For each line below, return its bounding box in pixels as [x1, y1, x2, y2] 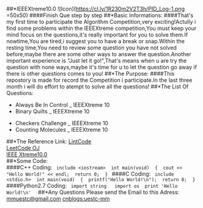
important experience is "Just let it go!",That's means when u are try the [6, 57, 187, 64]
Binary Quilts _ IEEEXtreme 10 [15, 108, 90, 115]
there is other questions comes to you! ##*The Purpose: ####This [6, 70, 175, 77]
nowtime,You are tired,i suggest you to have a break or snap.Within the [6, 38, 185, 45]
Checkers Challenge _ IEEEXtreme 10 [15, 120, 109, 127]
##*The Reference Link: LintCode [6, 138, 92, 145]
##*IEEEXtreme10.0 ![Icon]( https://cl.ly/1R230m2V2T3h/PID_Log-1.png [6, 5, 185, 12]
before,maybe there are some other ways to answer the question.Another [6, 51, 191, 57]
